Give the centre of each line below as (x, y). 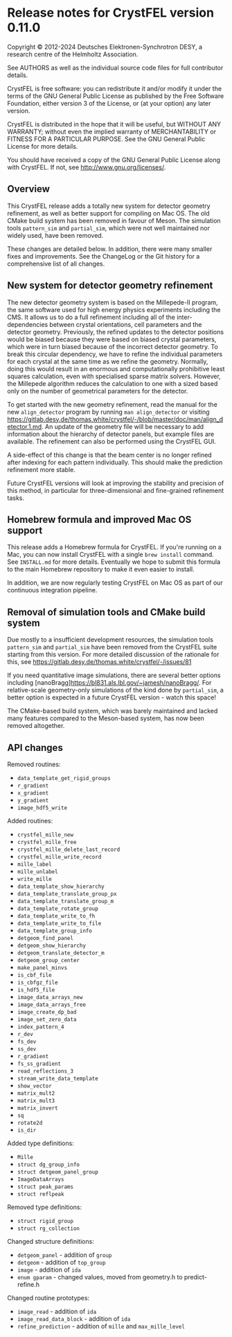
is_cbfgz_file (37, 982)
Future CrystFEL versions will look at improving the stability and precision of (116, 483)
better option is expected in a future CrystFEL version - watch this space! (112, 697)
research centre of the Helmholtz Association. (73, 54)
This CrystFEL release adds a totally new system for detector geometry (109, 206)
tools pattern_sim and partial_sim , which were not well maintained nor (108, 228)
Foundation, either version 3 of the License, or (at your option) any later (109, 103)
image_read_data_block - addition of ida (74, 1319)
